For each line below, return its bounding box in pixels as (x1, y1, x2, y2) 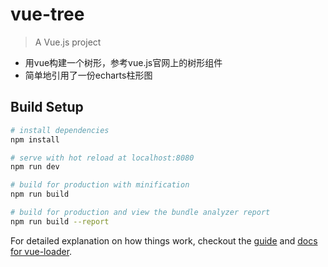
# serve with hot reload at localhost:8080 (10, 153, 195, 163)
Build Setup (10, 99, 84, 116)
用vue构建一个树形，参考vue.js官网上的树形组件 (24, 56, 223, 68)
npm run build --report (10, 216, 110, 227)
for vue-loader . (10, 245, 73, 257)
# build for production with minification (10, 180, 190, 190)
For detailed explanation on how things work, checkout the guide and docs (10, 234, 318, 247)
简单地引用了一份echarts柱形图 (24, 69, 153, 81)
